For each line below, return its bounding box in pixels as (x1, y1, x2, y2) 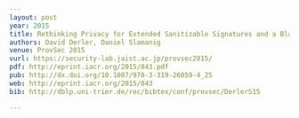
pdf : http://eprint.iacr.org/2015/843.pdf (9, 63, 169, 72)
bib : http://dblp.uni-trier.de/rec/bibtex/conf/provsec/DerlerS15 (9, 87, 261, 96)
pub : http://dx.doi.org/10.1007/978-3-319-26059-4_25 (9, 71, 214, 80)
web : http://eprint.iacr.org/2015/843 (9, 79, 153, 88)
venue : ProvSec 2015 (9, 46, 86, 55)
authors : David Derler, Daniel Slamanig (9, 37, 162, 47)
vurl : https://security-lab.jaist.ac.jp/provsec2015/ (9, 54, 214, 63)
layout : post (9, 12, 58, 22)
